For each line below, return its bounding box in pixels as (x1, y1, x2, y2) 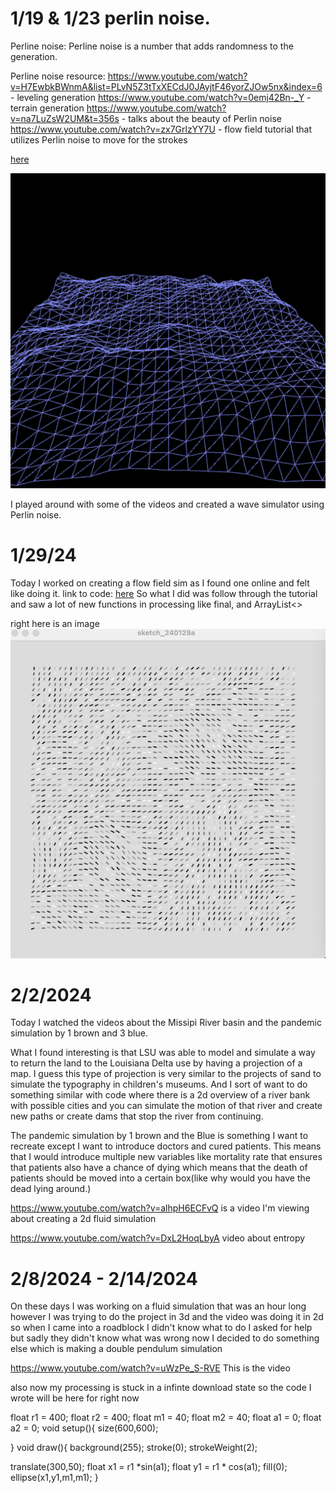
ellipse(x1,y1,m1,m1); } (10, 1472, 99, 1484)
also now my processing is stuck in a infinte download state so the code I (10, 1382, 312, 1394)
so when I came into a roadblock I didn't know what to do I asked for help (10, 1322, 313, 1334)
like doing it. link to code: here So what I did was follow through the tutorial (10, 587, 318, 599)
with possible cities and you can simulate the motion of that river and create (10, 1100, 323, 1112)
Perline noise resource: (10, 70, 106, 82)
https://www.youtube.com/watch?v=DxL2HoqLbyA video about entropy (10, 1232, 306, 1244)
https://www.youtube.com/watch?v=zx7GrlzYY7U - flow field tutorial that (10, 123, 313, 135)
